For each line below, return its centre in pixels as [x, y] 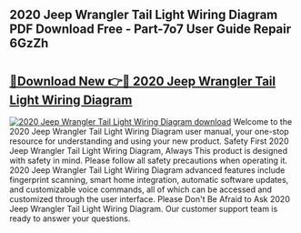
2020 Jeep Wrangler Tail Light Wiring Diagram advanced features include [147, 170]
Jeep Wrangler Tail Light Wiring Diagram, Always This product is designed [149, 151]
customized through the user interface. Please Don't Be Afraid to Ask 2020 [150, 199]
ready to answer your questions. [70, 218]
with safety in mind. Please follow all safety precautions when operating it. [149, 160]
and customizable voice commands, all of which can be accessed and [141, 189]
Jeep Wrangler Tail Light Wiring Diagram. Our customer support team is [144, 209]
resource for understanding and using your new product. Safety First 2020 [149, 141]
